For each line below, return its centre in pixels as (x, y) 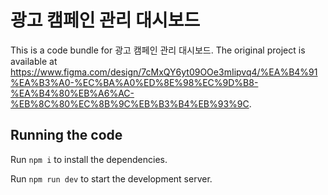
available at (34, 61)
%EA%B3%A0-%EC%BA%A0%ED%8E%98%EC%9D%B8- (134, 82)
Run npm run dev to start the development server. (111, 178)
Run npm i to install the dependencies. (89, 159)
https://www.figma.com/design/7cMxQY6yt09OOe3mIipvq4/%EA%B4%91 (164, 72)
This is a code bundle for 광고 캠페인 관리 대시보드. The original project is (158, 50)
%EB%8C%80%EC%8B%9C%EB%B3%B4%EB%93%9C (130, 103)
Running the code (66, 135)
